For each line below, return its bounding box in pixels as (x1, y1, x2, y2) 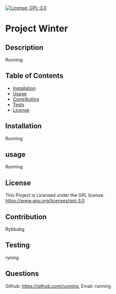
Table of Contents (5, 72, 64, 80)
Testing (5, 241, 30, 249)
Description (5, 43, 43, 52)
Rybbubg (5, 226, 25, 233)
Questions (5, 269, 39, 278)
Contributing (12, 96, 39, 102)
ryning (5, 254, 19, 261)
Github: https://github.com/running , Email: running (5, 283, 111, 289)
